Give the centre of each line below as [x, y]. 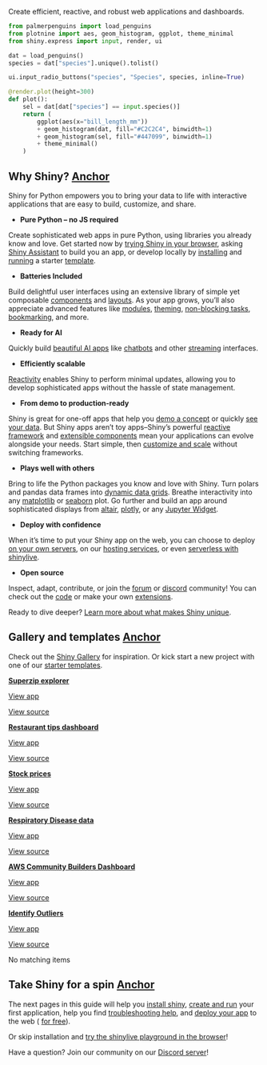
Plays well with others [57, 468]
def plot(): [28, 99]
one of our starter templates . [56, 665]
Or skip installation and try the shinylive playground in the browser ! [118, 1036]
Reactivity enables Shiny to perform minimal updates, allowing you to [122, 378]
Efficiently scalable [52, 363]
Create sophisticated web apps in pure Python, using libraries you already [130, 234]
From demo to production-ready [74, 402]
